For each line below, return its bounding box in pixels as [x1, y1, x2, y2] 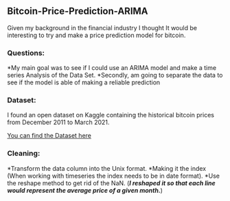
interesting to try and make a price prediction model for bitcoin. [7, 31, 186, 39]
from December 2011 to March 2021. [7, 118, 110, 126]
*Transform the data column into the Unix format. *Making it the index [7, 164, 207, 172]
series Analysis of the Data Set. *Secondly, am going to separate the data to [7, 71, 223, 80]
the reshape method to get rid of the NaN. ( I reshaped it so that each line [7, 178, 216, 187]
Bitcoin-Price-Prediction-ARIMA [7, 5, 149, 17]
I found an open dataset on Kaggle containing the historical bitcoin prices [7, 111, 215, 119]
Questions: [7, 48, 45, 58]
